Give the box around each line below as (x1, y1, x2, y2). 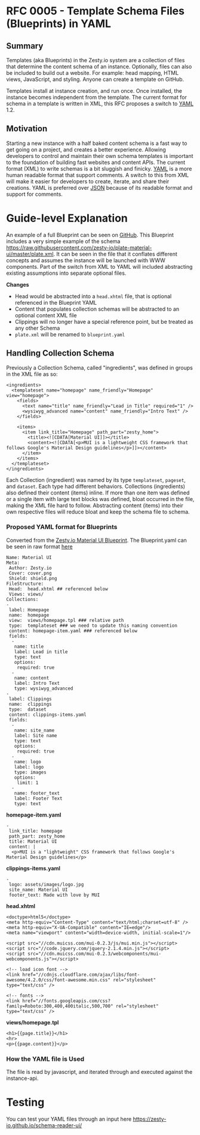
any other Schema (14, 324, 60, 332)
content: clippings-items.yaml (8, 711, 87, 718)
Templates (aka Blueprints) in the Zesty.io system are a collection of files (6, 57, 185, 63)
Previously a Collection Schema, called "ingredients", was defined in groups (6, 364, 193, 371)
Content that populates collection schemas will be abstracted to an (14, 305, 180, 312)
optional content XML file (14, 311, 77, 318)
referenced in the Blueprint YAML (14, 299, 97, 306)
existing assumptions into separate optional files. (6, 269, 127, 277)
